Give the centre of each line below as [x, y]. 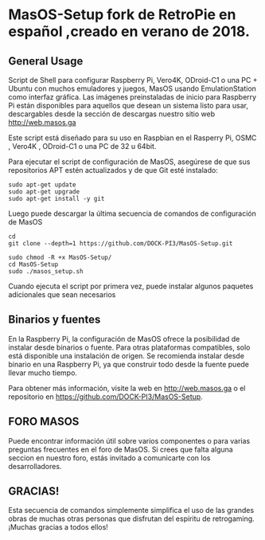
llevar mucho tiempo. [43, 373]
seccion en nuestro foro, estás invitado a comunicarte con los [109, 458]
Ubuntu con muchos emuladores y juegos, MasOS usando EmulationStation [132, 88]
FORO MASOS [44, 422]
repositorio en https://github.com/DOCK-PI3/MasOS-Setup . [105, 397]
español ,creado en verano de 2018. [129, 31]
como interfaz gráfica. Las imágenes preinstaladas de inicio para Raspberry [132, 97]
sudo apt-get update [43, 185]
